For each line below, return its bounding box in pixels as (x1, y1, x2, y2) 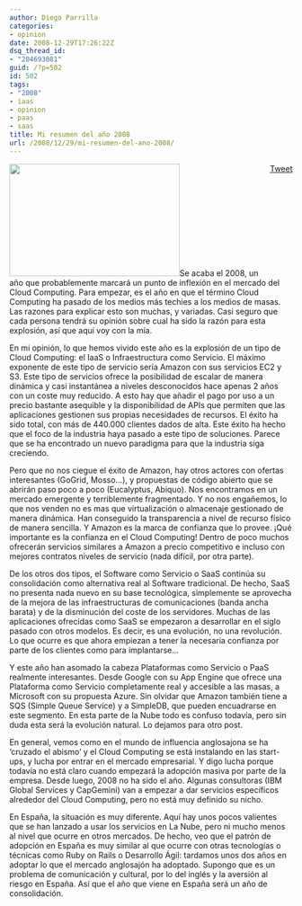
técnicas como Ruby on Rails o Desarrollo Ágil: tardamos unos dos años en (9, 849, 288, 860)
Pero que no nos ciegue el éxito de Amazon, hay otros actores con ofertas (9, 465, 285, 475)
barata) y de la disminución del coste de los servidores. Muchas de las (9, 606, 271, 617)
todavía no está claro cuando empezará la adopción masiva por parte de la (9, 765, 287, 776)
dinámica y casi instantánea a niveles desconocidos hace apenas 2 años (9, 380, 279, 391)
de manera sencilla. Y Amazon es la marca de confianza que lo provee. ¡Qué (9, 522, 292, 533)
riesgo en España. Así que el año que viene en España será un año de (9, 878, 268, 889)
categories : (9, 22, 54, 31)
